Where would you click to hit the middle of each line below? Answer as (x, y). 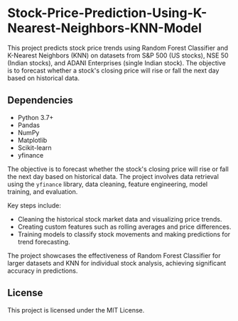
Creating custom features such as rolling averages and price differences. (124, 227)
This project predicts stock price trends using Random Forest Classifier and (118, 48)
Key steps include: (34, 205)
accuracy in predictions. (43, 271)
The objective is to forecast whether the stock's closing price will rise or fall (118, 169)
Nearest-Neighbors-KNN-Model (105, 28)
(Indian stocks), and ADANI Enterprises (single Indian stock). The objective (117, 62)
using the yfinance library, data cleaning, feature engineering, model (108, 184)
